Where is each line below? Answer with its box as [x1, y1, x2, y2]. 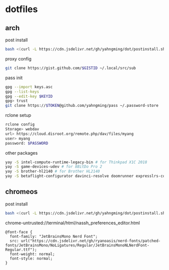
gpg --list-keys [5, 89, 39, 94]
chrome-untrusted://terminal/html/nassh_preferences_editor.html [5, 220, 140, 226]
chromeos [5, 187, 38, 196]
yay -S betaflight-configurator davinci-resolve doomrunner [5, 174, 134, 179]
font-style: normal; [10, 256, 53, 261]
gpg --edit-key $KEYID [5, 94, 53, 99]
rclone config [5, 122, 35, 127]
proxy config [5, 55, 32, 61]
